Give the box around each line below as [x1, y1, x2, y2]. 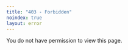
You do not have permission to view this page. [6, 37, 123, 45]
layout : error [6, 20, 43, 26]
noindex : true [6, 15, 43, 21]
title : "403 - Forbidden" [6, 9, 72, 15]
